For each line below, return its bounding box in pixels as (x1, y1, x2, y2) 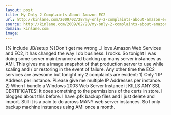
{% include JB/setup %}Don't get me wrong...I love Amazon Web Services (5, 45, 161, 51)
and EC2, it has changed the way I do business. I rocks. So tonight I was (5, 50, 156, 56)
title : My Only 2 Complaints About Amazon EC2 (5, 12, 106, 17)
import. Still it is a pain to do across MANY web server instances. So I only (5, 99, 161, 104)
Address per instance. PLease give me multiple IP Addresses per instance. (5, 77, 162, 83)
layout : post (5, 7, 33, 13)
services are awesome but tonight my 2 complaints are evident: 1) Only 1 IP (5, 72, 162, 78)
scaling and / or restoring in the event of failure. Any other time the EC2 (5, 66, 155, 72)
